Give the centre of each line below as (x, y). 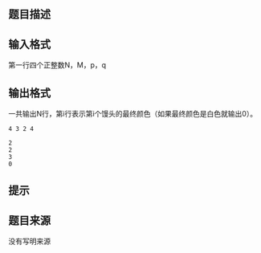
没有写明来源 (29, 241)
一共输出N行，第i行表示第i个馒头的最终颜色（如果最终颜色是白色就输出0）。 (133, 114)
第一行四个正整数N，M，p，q (57, 65)
